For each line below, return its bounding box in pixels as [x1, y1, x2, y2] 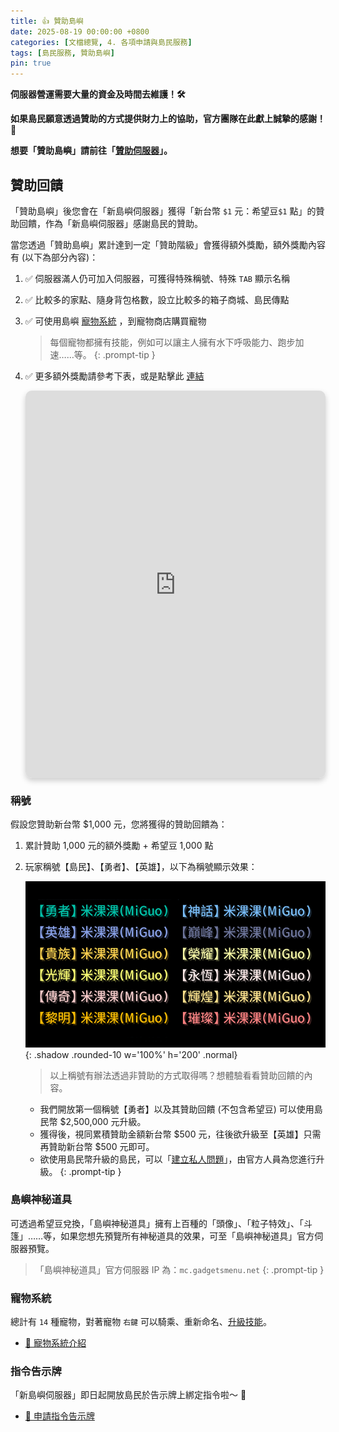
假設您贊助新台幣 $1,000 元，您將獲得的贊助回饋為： [10, 818, 228, 830]
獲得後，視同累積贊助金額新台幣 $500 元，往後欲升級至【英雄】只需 [39, 1128, 322, 1140]
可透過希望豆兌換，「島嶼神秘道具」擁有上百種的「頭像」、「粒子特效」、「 [10, 1217, 304, 1229]
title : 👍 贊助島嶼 [10, 16, 84, 26]
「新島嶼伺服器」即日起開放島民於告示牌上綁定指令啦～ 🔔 [10, 1389, 247, 1401]
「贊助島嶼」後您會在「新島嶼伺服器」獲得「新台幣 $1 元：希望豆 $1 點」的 [10, 205, 317, 217]
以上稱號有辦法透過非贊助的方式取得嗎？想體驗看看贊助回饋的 [49, 1069, 305, 1081]
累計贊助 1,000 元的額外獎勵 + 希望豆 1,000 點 [24, 840, 214, 852]
